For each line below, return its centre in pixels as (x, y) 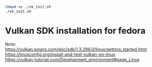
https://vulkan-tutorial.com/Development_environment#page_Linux (72, 59)
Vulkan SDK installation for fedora (75, 31)
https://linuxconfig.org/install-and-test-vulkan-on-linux (60, 54)
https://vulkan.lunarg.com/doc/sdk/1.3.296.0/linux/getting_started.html (76, 49)
